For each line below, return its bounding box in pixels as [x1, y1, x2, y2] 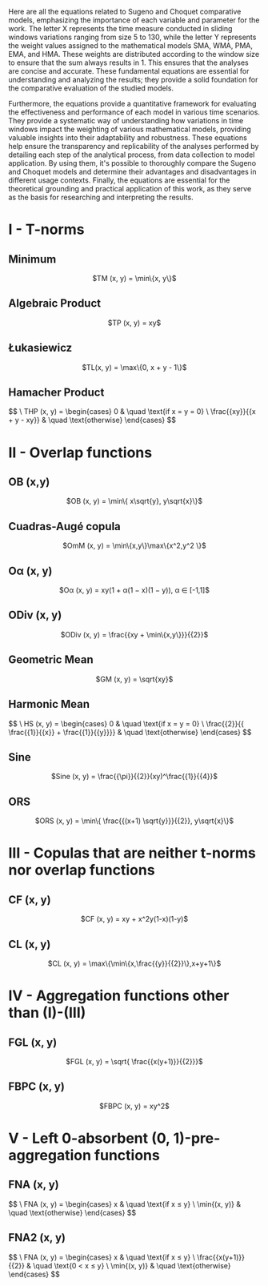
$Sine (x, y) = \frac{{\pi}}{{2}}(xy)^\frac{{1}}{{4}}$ [50, 772, 218, 782]
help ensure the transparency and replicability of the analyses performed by [8, 142, 259, 151]
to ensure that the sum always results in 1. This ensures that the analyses [8, 58, 250, 67]
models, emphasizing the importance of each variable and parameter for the [8, 15, 260, 25]
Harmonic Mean [8, 697, 90, 711]
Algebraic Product [8, 296, 102, 311]
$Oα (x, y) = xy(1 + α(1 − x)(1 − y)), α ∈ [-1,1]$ [58, 585, 210, 595]
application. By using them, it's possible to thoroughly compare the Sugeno [8, 159, 257, 167]
